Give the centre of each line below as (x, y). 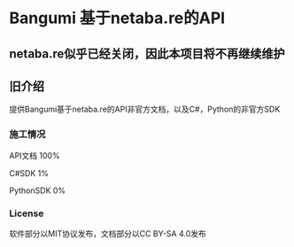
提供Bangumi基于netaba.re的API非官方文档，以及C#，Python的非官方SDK (145, 109)
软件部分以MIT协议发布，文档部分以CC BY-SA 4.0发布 (108, 233)
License (27, 213)
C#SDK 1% (29, 173)
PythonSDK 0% (38, 190)
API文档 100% (35, 155)
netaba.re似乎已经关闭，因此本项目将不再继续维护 (147, 54)
